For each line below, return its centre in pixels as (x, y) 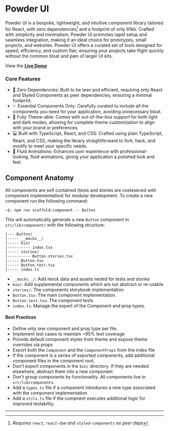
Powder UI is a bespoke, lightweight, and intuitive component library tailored (84, 23)
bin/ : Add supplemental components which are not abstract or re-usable (88, 284)
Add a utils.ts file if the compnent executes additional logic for (79, 398)
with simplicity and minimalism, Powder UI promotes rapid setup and (76, 34)
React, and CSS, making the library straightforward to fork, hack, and (84, 140)
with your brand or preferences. (46, 127)
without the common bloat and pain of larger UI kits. (59, 56)
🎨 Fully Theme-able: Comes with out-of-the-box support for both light (85, 117)
